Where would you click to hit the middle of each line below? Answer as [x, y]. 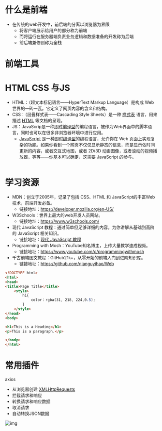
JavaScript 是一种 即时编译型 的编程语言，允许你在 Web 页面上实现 [85, 139]
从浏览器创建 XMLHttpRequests [44, 389]
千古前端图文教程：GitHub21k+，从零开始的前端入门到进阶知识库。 [79, 257]
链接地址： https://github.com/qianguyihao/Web [67, 264]
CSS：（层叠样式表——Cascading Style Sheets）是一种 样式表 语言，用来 [85, 115]
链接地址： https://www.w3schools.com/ [59, 221]
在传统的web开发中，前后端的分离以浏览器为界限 [61, 24]
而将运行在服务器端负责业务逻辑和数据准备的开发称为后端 [76, 36]
